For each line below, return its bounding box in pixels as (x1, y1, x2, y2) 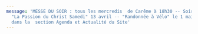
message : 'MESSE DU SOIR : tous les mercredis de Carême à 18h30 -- (6, 8, 181, 14)
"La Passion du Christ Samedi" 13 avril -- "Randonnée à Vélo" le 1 (11, 14, 183, 20)
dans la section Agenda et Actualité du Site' (11, 19, 131, 25)
